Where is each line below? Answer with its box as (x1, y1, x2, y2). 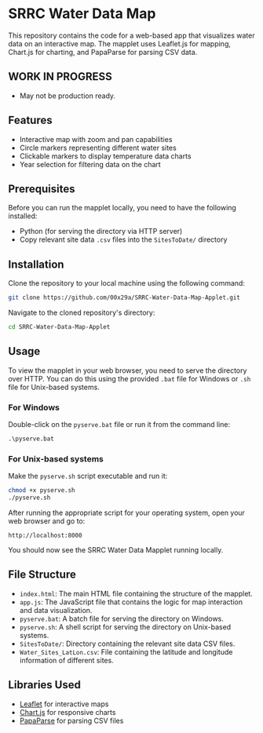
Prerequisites (8, 182, 75, 195)
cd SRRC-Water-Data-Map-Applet (8, 323, 111, 331)
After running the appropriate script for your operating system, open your (8, 508, 246, 517)
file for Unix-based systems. (8, 382, 100, 392)
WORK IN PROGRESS (8, 70, 112, 83)
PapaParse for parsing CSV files (19, 716, 124, 725)
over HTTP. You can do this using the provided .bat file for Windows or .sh (8, 374, 251, 383)
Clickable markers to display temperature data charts (19, 151, 192, 161)
